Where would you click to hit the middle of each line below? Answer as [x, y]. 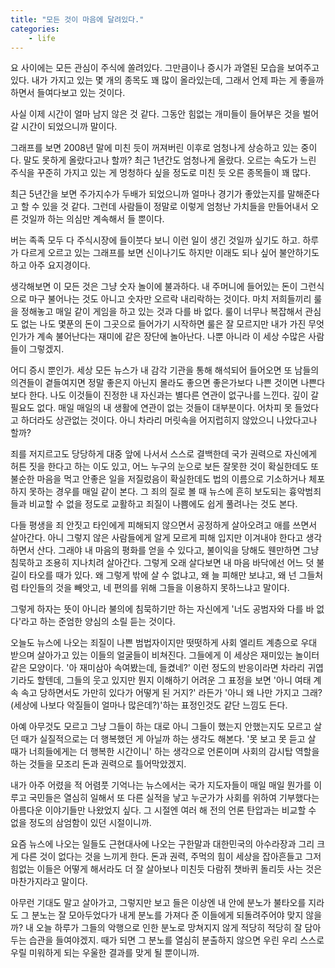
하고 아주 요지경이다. [50, 265]
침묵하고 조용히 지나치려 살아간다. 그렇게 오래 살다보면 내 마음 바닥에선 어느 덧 [162, 563]
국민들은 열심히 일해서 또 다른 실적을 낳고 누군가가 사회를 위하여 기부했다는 [174, 798]
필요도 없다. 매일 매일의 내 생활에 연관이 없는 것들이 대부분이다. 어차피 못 [151, 408]
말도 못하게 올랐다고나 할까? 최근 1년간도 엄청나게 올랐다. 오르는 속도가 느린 [170, 160]
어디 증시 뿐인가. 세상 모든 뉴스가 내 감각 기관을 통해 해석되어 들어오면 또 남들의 [165, 370]
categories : [35, 29]
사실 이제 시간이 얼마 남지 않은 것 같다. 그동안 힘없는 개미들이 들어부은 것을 [155, 114]
